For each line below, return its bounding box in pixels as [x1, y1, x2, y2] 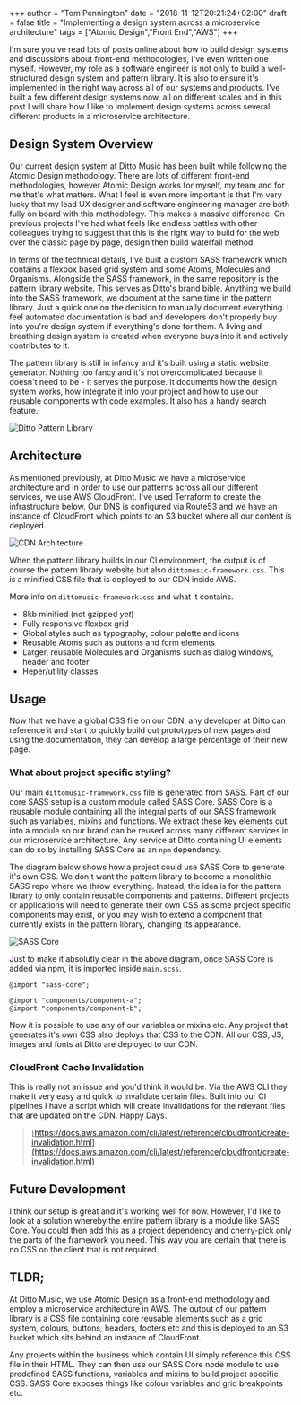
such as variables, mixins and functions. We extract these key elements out [9, 816, 288, 826]
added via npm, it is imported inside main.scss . [9, 963, 182, 973]
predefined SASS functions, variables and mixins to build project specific [9, 1368, 279, 1379]
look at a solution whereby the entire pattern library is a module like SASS [9, 1215, 280, 1226]
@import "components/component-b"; [9, 1004, 142, 1013]
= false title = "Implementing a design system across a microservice [9, 17, 261, 28]
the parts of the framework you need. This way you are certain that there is [9, 1234, 287, 1245]
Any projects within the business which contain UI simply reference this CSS [9, 1349, 291, 1360]
